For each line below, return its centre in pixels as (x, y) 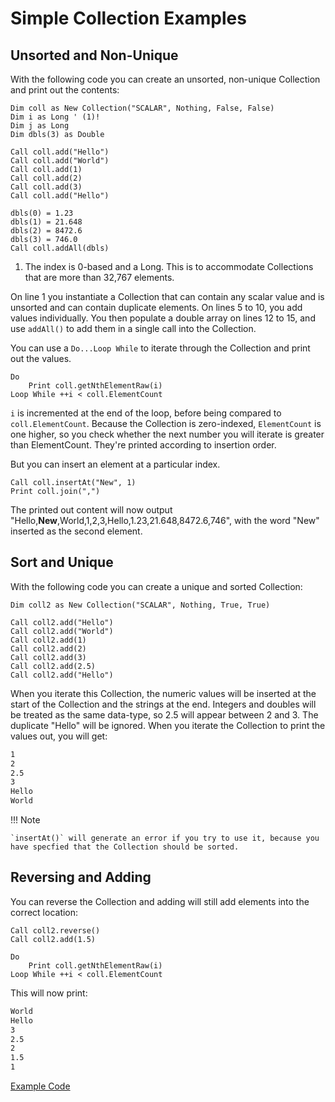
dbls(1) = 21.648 (46, 222)
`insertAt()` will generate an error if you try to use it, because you (165, 838)
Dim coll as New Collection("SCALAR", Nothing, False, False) (142, 108)
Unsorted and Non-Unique (94, 55)
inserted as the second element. (76, 531)
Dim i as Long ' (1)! (55, 117)
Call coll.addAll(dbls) (60, 248)
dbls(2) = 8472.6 (46, 231)
